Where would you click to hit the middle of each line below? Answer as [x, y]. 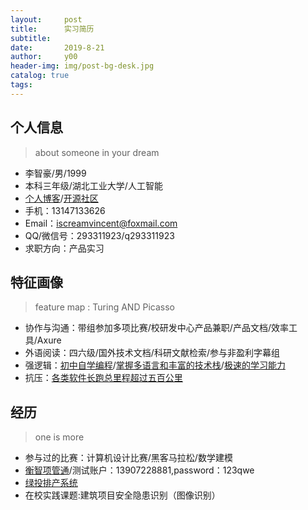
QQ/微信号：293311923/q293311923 [99, 235]
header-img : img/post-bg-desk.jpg [82, 66]
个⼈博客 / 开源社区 [61, 198]
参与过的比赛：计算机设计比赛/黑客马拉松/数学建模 [128, 458]
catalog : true [40, 76]
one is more [59, 437]
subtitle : [31, 38]
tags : [21, 85]
